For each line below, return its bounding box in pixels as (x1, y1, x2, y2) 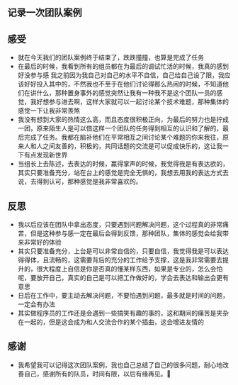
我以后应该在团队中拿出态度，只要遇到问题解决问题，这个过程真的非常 (17, 221, 223, 229)
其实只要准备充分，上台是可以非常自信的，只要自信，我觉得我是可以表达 (17, 247, 229, 255)
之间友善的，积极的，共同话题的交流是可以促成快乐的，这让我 (42, 142, 223, 150)
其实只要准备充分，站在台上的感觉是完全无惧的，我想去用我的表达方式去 (17, 169, 229, 177)
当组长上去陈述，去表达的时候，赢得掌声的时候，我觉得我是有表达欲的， (17, 160, 229, 168)
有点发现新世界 (23, 151, 68, 160)
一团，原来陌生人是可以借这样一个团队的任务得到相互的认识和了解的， (17, 124, 223, 133)
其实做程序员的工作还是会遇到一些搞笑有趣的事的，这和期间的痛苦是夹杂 (17, 309, 229, 318)
